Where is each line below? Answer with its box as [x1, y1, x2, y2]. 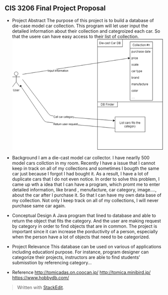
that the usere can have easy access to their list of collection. [12, 33, 139, 39]
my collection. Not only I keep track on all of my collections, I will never [12, 198, 159, 204]
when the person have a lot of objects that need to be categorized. [12, 234, 150, 240]
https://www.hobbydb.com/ [12, 275, 69, 281]
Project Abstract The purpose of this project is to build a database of [12, 17, 154, 23]
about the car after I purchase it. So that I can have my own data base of [12, 192, 161, 198]
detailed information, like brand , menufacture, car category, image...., [12, 187, 157, 193]
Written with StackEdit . [17, 284, 65, 290]
